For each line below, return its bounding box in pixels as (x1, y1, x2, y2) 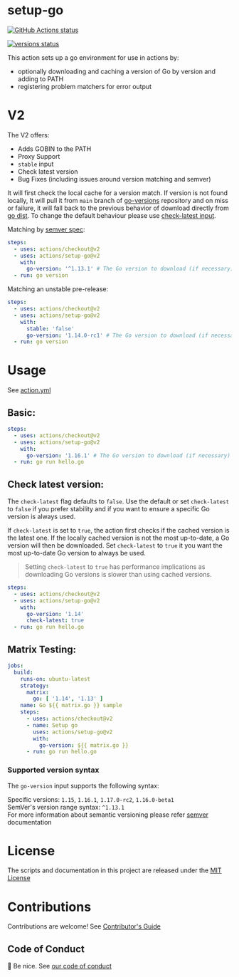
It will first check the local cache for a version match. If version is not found (7, 188, 228, 197)
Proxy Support (17, 152, 60, 160)
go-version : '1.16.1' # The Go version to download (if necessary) (26, 451, 231, 459)
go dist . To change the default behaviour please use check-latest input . (7, 211, 217, 219)
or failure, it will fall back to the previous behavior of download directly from (7, 204, 230, 212)
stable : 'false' (26, 325, 75, 333)
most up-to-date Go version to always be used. (7, 549, 146, 558)
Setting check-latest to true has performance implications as (24, 563, 206, 571)
